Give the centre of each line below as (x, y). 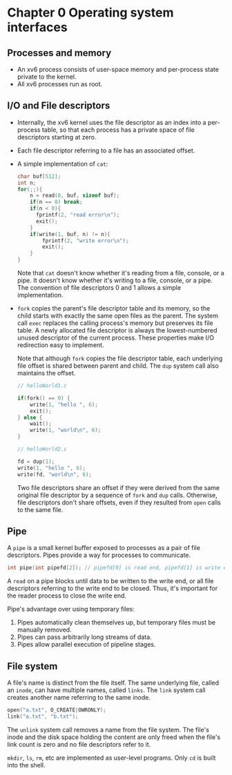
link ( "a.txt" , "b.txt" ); (43, 716)
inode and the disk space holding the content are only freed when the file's (114, 737)
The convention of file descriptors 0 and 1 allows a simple (99, 288)
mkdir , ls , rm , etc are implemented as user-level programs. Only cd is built (112, 758)
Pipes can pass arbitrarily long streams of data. (84, 637)
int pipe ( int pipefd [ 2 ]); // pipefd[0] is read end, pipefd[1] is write (114, 568)
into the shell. (27, 765)
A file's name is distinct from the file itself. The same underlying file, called (113, 683)
